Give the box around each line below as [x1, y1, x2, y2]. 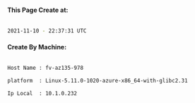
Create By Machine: [7, 42, 67, 51]
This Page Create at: [7, 6, 69, 14]
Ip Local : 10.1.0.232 [7, 90, 78, 97]
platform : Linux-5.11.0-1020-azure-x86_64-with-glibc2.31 [7, 78, 189, 85]
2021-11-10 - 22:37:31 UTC [7, 28, 87, 35]
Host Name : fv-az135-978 [7, 64, 83, 72]
